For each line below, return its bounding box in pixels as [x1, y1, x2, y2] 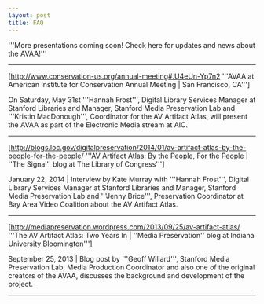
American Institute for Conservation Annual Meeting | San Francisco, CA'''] [8, 79, 251, 89]
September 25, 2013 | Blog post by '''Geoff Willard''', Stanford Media [8, 254, 230, 263]
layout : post [8, 11, 51, 20]
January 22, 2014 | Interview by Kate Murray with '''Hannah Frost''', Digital [8, 174, 250, 184]
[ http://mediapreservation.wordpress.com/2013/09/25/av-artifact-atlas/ [8, 222, 240, 232]
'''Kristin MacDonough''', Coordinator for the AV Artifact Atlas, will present [8, 112, 248, 121]
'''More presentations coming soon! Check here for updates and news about [8, 40, 255, 49]
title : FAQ [8, 19, 44, 27]
